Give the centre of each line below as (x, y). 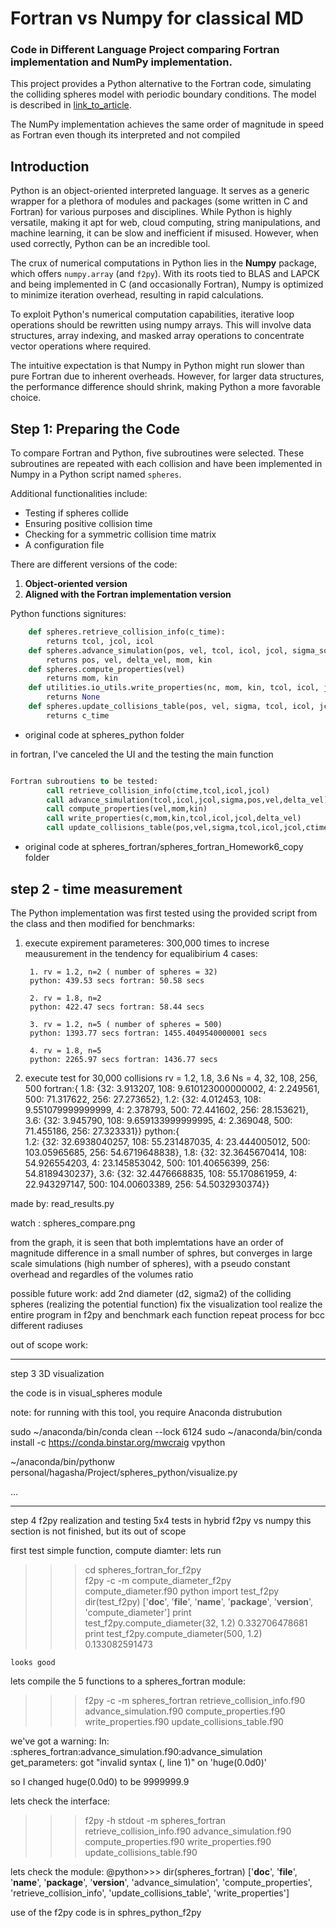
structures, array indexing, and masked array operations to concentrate (157, 336)
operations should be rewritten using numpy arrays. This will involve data (161, 325)
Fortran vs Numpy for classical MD (157, 18)
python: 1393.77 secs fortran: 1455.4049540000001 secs (148, 1033)
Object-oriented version (76, 584)
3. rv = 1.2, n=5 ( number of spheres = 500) (126, 1024)
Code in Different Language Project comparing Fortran (145, 50)
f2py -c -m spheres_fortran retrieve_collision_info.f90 (195, 1700)
